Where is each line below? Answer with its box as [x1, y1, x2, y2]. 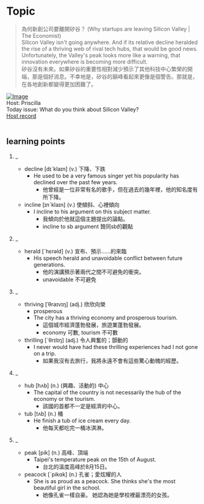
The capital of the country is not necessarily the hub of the [33, 389, 181, 396]
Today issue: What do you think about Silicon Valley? [6, 106, 139, 113]
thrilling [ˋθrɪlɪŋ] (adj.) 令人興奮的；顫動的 [24, 336, 128, 344]
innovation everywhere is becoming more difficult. [21, 58, 148, 65]
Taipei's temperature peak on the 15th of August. [33, 456, 157, 463]
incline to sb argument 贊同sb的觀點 [42, 223, 133, 230]
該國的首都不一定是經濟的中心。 [42, 402, 123, 409]
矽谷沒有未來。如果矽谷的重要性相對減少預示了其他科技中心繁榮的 [21, 65, 188, 73]
